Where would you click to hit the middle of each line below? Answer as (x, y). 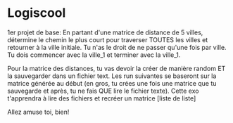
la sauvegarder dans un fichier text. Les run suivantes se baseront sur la (112, 76)
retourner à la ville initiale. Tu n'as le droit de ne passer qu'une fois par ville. (117, 47)
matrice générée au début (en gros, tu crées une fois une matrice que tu (112, 83)
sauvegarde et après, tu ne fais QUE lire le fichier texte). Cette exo (103, 91)
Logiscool (37, 13)
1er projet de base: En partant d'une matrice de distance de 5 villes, (105, 32)
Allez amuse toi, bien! (38, 112)
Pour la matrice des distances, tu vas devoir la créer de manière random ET (116, 68)
